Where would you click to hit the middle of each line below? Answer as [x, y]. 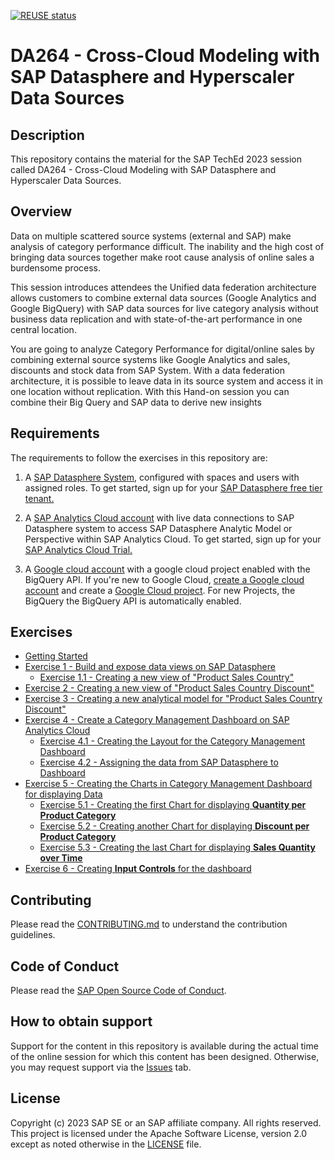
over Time [61, 858]
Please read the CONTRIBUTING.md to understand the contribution [149, 924]
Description [47, 135]
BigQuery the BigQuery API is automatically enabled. [133, 601]
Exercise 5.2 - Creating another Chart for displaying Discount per [174, 826]
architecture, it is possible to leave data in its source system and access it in [167, 381]
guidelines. [33, 935]
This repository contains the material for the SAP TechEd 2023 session [156, 159]
